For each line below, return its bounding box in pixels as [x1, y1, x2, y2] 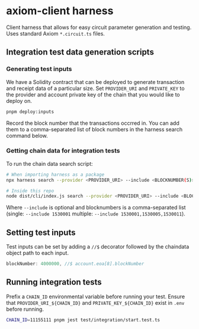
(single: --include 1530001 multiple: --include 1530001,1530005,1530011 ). [6, 210, 185, 217]
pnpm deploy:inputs [6, 108, 54, 115]
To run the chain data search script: [6, 160, 93, 167]
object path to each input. [6, 250, 69, 257]
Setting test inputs [6, 227, 76, 237]
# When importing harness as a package [6, 172, 105, 178]
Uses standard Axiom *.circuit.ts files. [6, 30, 105, 37]
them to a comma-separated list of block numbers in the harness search [6, 125, 182, 133]
